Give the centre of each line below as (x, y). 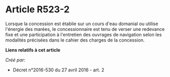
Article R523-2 (37, 9)
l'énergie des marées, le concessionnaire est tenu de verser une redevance (85, 29)
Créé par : (15, 60)
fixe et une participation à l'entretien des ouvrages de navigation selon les (83, 34)
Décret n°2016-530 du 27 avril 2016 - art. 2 (58, 70)
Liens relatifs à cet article (33, 50)
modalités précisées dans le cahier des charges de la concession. (75, 40)
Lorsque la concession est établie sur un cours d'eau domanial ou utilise (82, 24)
